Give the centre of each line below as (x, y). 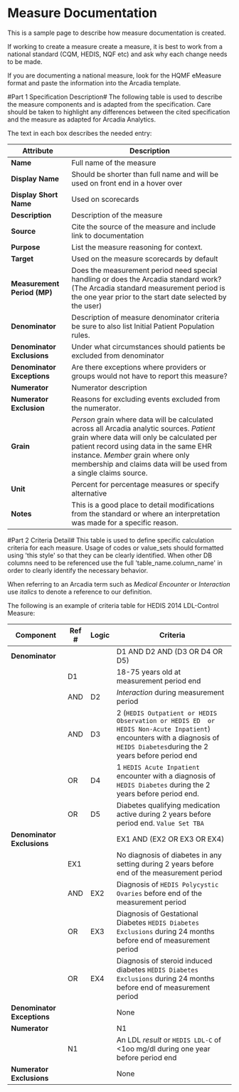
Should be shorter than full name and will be (145, 174)
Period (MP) (32, 292)
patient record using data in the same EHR (142, 446)
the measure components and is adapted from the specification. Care (109, 104)
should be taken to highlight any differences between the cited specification (119, 112)
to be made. (25, 61)
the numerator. (96, 408)
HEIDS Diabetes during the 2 (162, 746)
